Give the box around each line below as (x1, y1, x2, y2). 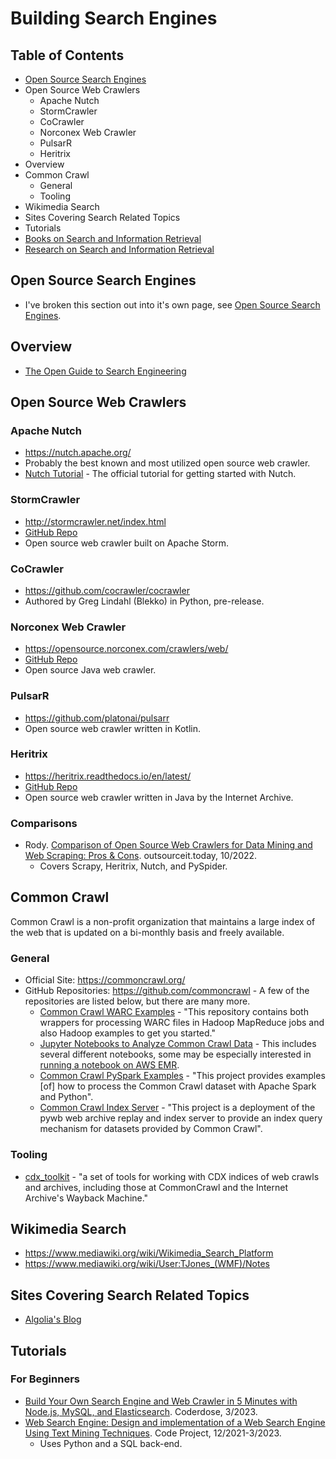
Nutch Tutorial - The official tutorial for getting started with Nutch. (24, 468, 297, 480)
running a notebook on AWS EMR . (39, 1059, 180, 1071)
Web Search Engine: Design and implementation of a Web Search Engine (24, 1416, 326, 1428)
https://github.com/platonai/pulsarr (24, 712, 170, 724)
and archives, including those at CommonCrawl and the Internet (24, 1181, 289, 1193)
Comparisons (10, 816, 78, 830)
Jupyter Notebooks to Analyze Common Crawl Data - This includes (39, 1038, 317, 1050)
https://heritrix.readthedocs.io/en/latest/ (24, 770, 192, 782)
